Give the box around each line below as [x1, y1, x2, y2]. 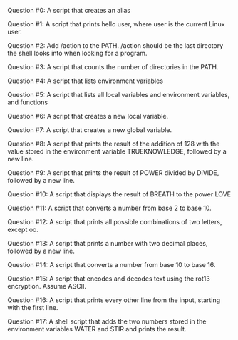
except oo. [7, 225, 39, 234]
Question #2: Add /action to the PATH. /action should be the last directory [7, 41, 224, 49]
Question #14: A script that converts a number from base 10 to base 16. [7, 261, 216, 269]
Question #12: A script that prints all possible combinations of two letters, [7, 218, 222, 226]
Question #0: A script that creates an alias [7, 6, 130, 14]
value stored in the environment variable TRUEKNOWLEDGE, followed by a [7, 147, 227, 156]
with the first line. [7, 304, 58, 311]
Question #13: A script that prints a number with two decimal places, [7, 239, 208, 247]
